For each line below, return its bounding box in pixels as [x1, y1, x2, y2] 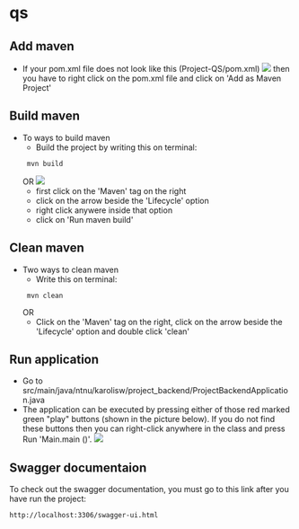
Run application [9, 352, 100, 367]
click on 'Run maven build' [35, 214, 134, 225]
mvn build [26, 159, 64, 168]
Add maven [9, 39, 75, 54]
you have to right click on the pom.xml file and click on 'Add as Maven [22, 73, 282, 84]
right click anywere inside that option [35, 205, 173, 216]
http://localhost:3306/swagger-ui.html [9, 511, 159, 520]
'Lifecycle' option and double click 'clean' [35, 326, 190, 337]
